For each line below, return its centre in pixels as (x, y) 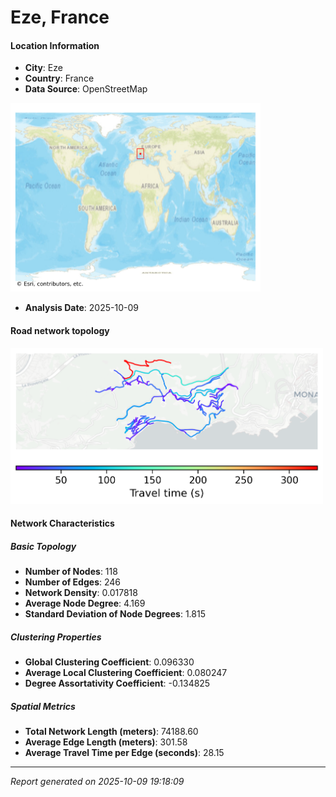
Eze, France (60, 17)
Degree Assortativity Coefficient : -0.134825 (117, 683)
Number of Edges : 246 (72, 582)
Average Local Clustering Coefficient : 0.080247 (126, 673)
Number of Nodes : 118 (71, 572)
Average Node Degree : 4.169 (85, 603)
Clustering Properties (56, 637)
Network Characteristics (62, 523)
